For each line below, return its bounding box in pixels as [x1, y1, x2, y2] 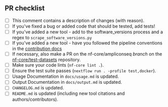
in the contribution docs [12, 45, 62, 52]
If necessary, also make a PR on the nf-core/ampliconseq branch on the [12, 51, 162, 57]
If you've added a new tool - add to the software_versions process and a [12, 29, 163, 35]
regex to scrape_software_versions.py [12, 35, 92, 40]
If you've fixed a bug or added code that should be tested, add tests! [12, 23, 155, 29]
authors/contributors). [12, 96, 59, 102]
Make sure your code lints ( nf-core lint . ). [12, 62, 104, 68]
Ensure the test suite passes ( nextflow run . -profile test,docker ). [12, 68, 156, 74]
